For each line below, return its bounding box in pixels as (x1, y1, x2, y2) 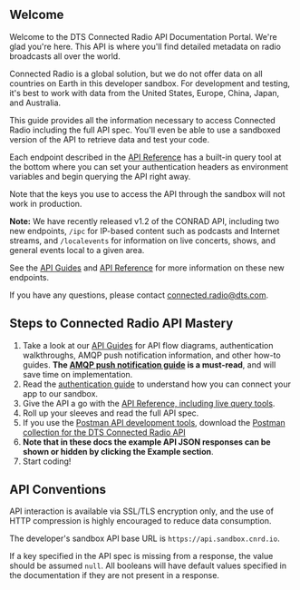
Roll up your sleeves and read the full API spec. (22, 408, 199, 418)
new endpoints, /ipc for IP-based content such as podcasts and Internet (9, 225, 280, 236)
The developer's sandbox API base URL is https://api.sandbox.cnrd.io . (9, 533, 280, 544)
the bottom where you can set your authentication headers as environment (9, 161, 288, 172)
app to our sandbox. (22, 388, 98, 398)
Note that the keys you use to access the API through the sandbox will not (9, 188, 285, 199)
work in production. (9, 198, 82, 209)
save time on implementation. (22, 369, 133, 379)
